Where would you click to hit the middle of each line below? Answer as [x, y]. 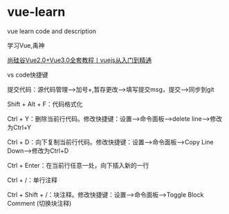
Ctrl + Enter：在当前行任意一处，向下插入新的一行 [78, 165]
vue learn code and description [52, 31]
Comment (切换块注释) [39, 203]
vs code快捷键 [28, 75]
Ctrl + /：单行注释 [32, 179]
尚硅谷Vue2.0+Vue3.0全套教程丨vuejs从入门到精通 [80, 60]
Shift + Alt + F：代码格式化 [45, 104]
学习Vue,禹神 [26, 45]
